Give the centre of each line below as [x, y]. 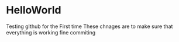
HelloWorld [34, 10]
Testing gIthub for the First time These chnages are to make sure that [89, 26]
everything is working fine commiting [51, 32]
